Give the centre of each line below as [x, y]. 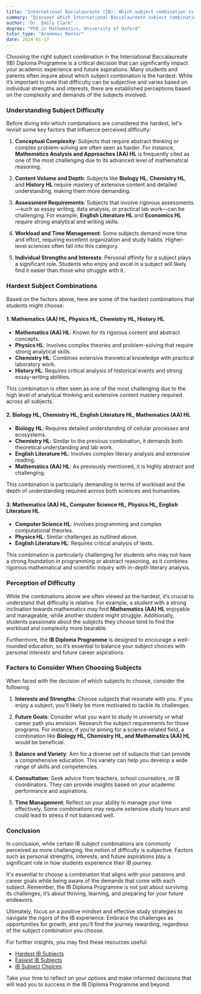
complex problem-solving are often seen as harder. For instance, [95, 148]
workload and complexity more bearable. [57, 628]
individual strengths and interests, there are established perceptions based [98, 88]
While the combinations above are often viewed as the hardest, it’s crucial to [100, 596]
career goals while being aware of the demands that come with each [91, 881]
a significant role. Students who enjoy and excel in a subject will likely [100, 264]
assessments [178, 203]
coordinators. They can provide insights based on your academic [95, 784]
